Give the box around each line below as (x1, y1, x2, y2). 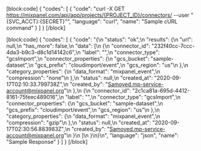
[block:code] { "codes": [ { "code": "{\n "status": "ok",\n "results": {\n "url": (6, 36, 193, 43)
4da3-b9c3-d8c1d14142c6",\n (6, 49, 81, 56)
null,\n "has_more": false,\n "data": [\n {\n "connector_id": (6, 42, 150, 49)
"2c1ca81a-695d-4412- (132, 87, 190, 94)
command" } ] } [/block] (6, 24, 66, 31)
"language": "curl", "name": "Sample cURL (72, 18, 178, 25)
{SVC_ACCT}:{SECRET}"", (6, 18, 71, 25)
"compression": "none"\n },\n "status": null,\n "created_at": (6, 75, 153, 81)
